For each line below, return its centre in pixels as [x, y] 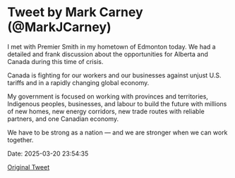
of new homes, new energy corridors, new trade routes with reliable [106, 111]
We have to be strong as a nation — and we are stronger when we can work [117, 132]
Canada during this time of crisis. [55, 61]
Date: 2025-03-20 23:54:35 [48, 153]
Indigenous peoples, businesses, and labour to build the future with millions [117, 103]
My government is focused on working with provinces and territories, [108, 96]
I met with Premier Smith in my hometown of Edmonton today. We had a [112, 46]
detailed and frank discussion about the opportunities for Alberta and [108, 54]
